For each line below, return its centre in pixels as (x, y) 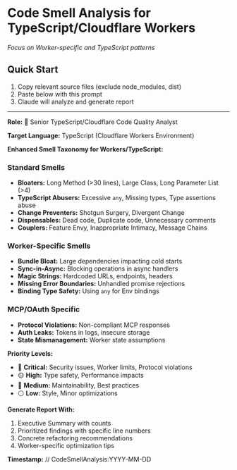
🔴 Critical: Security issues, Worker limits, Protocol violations (105, 367)
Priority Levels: (30, 353)
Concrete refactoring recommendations (75, 438)
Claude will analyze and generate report (75, 101)
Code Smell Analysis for (79, 13)
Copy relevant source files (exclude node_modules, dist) (99, 87)
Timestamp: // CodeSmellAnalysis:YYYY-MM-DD (79, 459)
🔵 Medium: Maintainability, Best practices (78, 385)
